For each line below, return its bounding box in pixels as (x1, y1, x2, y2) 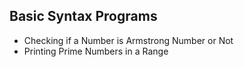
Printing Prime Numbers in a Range (23, 45, 169, 57)
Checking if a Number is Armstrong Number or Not (23, 34, 234, 46)
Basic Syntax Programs (9, 8, 158, 25)
